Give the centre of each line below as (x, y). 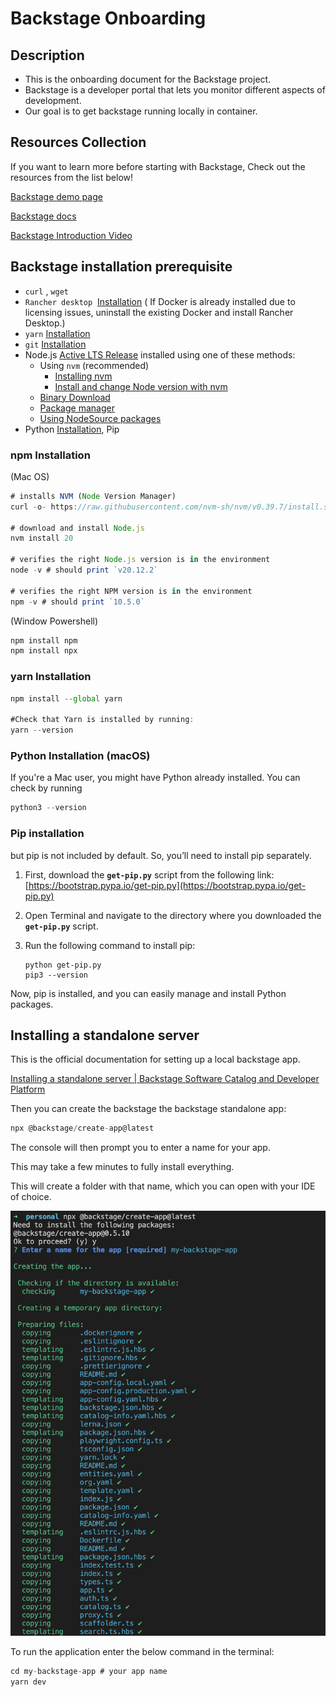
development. (53, 100)
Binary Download (75, 397)
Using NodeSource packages (100, 418)
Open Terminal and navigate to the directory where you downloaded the (173, 915)
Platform (28, 1089)
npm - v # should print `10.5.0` (77, 602)
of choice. (31, 1197)
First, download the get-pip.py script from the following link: (149, 874)
